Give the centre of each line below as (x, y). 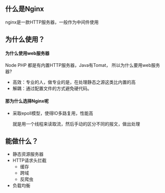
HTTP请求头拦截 (29, 160)
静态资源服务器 (28, 154)
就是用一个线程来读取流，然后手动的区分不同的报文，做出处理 (76, 124)
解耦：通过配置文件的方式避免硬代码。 (52, 88)
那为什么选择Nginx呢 (27, 101)
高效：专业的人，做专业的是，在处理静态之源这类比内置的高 (74, 82)
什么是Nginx (25, 9)
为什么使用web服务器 (27, 53)
